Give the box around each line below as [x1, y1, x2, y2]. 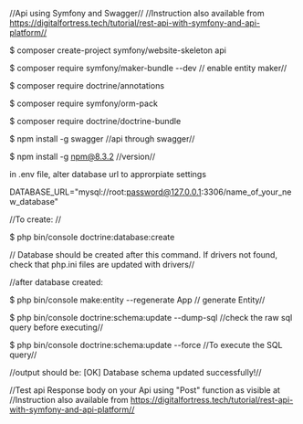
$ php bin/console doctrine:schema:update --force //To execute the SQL [9, 340, 283, 350]
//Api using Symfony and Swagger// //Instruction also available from [9, 8, 265, 18]
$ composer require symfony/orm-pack [9, 98, 158, 109]
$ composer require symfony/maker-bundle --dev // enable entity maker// [9, 63, 287, 73]
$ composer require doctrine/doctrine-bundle [9, 116, 182, 126]
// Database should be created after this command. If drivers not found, [9, 249, 278, 260]
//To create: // [9, 214, 62, 225]
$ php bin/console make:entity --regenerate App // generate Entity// [9, 294, 266, 305]
